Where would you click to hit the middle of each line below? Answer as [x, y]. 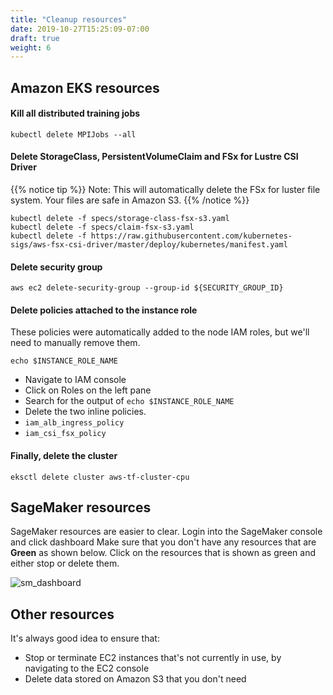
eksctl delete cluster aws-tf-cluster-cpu [100, 477]
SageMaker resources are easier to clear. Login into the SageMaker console [166, 532]
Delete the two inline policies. [85, 412]
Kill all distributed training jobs [75, 113]
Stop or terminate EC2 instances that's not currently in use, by [153, 658]
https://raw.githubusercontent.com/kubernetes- [191, 236]
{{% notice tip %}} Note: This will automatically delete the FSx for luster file [165, 190]
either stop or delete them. [65, 563]
